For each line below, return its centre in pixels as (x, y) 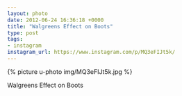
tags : (15, 39)
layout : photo (28, 13)
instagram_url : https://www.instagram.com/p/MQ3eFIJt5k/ (91, 52)
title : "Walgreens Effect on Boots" (60, 26)
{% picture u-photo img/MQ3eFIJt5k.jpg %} (70, 71)
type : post (23, 33)
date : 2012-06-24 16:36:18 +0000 (56, 20)
